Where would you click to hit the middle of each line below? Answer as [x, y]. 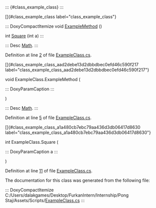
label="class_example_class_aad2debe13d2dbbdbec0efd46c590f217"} [77, 70]
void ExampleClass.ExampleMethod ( [43, 79]
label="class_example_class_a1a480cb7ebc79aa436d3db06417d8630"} [78, 132]
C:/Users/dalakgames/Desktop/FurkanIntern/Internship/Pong [67, 195]
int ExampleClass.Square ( [32, 142]
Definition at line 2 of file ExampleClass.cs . [48, 55]
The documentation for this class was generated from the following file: [78, 180]
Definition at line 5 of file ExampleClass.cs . [48, 118]
